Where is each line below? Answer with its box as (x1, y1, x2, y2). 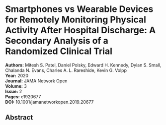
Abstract (5, 113, 33, 122)
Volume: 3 (5, 83, 27, 89)
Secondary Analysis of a (5, 35, 108, 47)
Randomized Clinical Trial (5, 46, 113, 57)
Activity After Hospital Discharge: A (5, 25, 156, 36)
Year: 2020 (5, 72, 29, 78)
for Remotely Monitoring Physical (5, 14, 147, 25)
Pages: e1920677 (5, 93, 41, 100)
